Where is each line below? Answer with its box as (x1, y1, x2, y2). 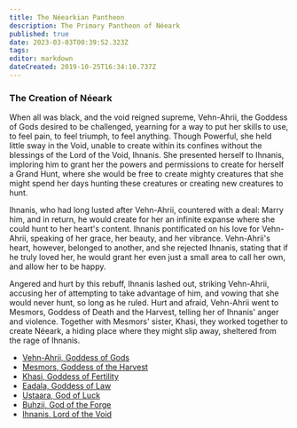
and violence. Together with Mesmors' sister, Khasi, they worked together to (9, 316, 288, 327)
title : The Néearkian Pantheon (9, 12, 125, 22)
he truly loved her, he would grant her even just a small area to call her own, (9, 252, 286, 263)
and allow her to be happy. (9, 261, 106, 272)
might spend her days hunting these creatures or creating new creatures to (9, 178, 284, 189)
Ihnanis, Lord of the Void (21, 409, 113, 420)
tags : (9, 46, 29, 55)
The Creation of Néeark (9, 91, 113, 104)
